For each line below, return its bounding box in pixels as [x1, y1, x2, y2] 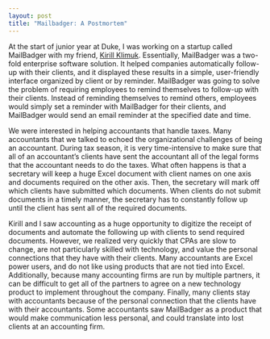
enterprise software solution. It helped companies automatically [23, 58, 235, 69]
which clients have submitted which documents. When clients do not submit [8, 186, 261, 195]
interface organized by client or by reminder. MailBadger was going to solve [8, 76, 260, 86]
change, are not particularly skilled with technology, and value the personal [8, 244, 258, 254]
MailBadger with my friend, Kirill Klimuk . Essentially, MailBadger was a [8, 50, 242, 60]
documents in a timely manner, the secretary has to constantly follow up [8, 195, 248, 204]
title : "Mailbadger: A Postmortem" [8, 19, 128, 27]
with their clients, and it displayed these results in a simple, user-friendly [19, 67, 260, 77]
